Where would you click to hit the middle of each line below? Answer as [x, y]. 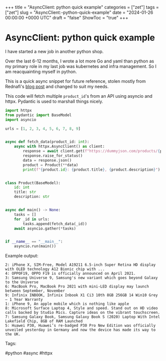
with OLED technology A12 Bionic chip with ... [55, 269]
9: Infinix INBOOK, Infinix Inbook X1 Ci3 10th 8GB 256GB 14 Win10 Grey [82, 295]
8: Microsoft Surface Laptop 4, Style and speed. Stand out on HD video [82, 308]
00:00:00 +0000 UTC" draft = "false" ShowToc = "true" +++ [67, 18]
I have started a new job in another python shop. [54, 51]
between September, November [35, 291]
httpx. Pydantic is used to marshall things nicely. [54, 101]
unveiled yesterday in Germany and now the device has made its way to [80, 330]
